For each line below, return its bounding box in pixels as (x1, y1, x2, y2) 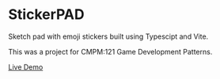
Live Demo (8, 62, 44, 72)
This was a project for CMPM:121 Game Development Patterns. (8, 47, 213, 56)
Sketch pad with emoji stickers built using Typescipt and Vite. (8, 32, 209, 41)
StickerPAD (8, 6, 85, 24)
